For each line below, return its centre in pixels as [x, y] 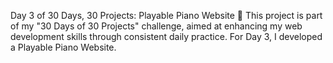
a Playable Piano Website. [63, 47]
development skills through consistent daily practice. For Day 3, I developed [166, 36]
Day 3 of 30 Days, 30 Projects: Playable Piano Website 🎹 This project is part [166, 15]
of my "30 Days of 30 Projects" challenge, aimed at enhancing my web [156, 26]
